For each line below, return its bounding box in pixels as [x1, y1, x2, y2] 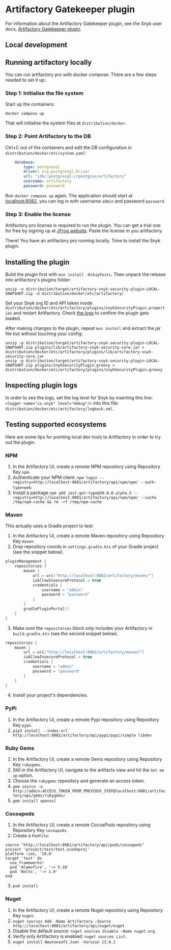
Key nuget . [12, 912, 35, 918]
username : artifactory [23, 178, 72, 184]
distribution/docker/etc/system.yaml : [5, 149, 87, 156]
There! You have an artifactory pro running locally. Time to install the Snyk [5, 238, 161, 244]
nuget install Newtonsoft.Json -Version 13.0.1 [12, 939, 116, 944]
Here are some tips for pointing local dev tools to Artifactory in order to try [5, 433, 161, 440]
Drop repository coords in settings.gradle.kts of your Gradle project [12, 544, 159, 550]
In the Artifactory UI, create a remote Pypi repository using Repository [12, 716, 159, 723]
